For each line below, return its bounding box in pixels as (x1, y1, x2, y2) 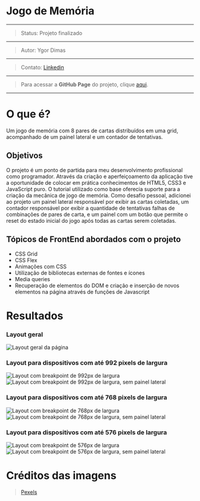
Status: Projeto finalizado (20, 29, 83, 36)
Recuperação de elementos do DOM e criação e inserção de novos (14, 282, 180, 289)
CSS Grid (14, 250, 37, 257)
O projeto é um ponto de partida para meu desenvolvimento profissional (6, 166, 183, 173)
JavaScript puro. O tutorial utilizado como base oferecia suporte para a (6, 185, 180, 192)
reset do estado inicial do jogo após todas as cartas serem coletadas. (6, 217, 177, 224)
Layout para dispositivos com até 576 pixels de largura (6, 428, 167, 436)
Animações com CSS (14, 263, 67, 270)
